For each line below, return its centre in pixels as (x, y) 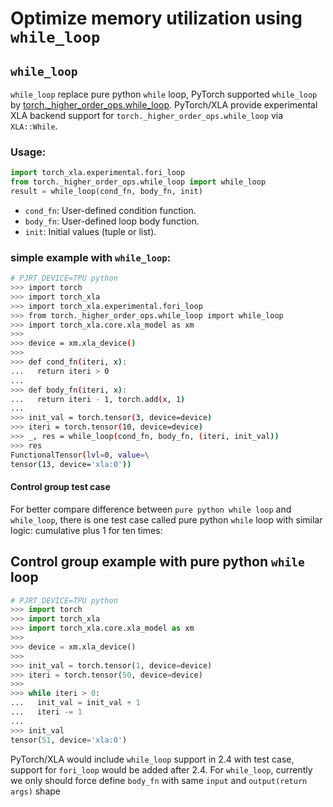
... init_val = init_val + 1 (75, 703)
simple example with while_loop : (91, 257)
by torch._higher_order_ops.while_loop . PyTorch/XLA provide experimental (164, 105)
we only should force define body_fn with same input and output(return (159, 780)
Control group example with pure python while (157, 562)
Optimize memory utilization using (156, 18)
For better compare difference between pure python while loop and (151, 509)
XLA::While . (34, 126)
